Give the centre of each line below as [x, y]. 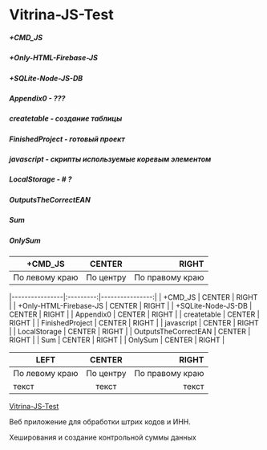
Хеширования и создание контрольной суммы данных [103, 437]
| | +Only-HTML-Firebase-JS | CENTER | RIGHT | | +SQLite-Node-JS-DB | [131, 305]
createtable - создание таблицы [66, 119]
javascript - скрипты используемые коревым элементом [110, 159]
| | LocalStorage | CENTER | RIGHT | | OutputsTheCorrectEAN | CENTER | [130, 331]
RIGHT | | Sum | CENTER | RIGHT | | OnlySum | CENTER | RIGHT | [117, 340]
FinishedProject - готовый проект [67, 139]
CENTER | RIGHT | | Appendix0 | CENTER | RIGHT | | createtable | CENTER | [134, 314]
